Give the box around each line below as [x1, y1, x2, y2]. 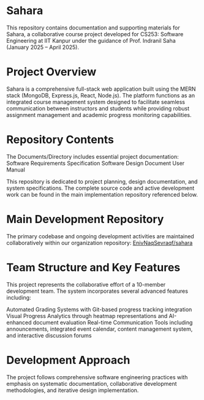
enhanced [6, 319, 32, 326]
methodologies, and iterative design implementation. [6, 387, 139, 394]
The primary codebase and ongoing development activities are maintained [6, 232, 194, 240]
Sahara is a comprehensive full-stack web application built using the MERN [6, 85, 196, 92]
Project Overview [6, 65, 97, 79]
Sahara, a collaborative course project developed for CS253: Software [6, 30, 184, 37]
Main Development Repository [6, 213, 164, 226]
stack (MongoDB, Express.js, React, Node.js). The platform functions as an [6, 91, 195, 99]
